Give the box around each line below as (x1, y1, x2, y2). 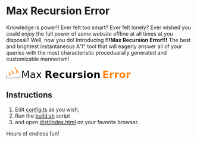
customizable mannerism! (6, 55, 70, 62)
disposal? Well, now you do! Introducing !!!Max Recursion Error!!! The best (6, 36, 191, 43)
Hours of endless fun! (6, 130, 60, 137)
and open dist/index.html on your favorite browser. (14, 118, 139, 125)
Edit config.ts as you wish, (14, 106, 80, 113)
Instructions (6, 90, 52, 100)
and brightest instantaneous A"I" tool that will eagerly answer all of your (6, 43, 183, 50)
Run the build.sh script (14, 112, 70, 119)
